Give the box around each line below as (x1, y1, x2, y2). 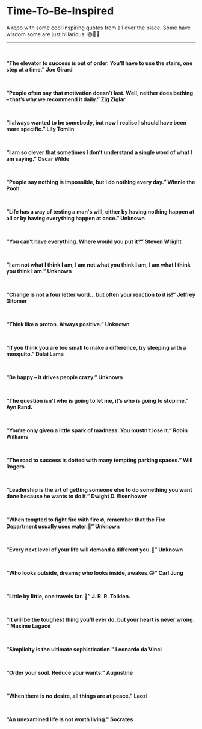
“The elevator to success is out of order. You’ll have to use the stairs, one (6, 59, 193, 67)
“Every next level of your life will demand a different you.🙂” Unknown (6, 546, 183, 553)
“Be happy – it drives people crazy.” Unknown (6, 373, 123, 380)
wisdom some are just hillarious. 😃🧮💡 (6, 30, 100, 37)
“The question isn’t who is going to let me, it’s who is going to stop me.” (6, 397, 189, 404)
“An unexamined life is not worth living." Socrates (6, 715, 133, 723)
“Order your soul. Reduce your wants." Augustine (6, 669, 133, 676)
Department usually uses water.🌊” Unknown (6, 523, 120, 530)
